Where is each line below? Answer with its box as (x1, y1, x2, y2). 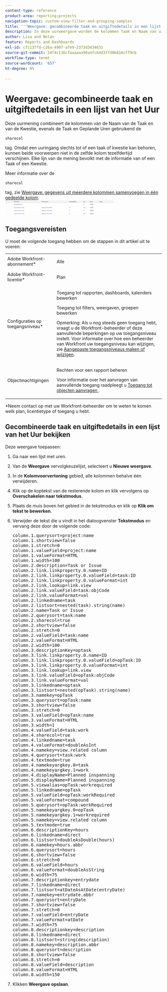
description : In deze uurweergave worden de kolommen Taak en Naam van (5, 29, 157, 34)
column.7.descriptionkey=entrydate (12, 877, 99, 883)
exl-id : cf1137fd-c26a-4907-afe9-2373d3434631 (5, 45, 103, 50)
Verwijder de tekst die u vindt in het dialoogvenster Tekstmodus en (12, 517, 151, 523)
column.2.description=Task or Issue (12, 562, 102, 568)
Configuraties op (7, 318, 42, 324)
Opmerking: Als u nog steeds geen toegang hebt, (56, 320, 157, 326)
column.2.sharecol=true (12, 617, 71, 623)
